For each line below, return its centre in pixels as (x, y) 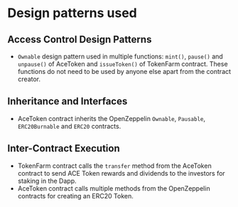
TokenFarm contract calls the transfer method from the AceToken (114, 166)
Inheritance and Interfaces (67, 101)
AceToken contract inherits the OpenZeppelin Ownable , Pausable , (112, 118)
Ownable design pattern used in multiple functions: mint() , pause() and (120, 56)
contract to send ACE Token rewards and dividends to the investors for (121, 173)
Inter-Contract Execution (64, 148)
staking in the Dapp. (47, 181)
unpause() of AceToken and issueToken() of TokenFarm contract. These (123, 64)
